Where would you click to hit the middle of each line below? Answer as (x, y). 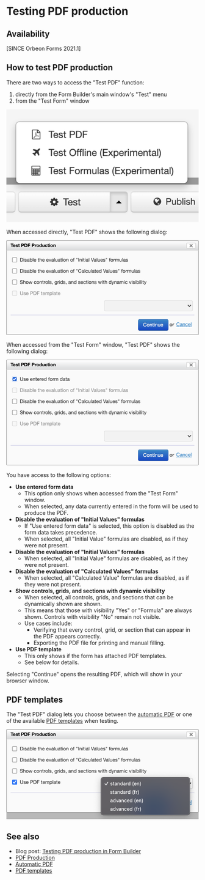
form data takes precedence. (61, 532)
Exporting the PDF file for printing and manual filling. (99, 643)
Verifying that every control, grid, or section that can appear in (112, 630)
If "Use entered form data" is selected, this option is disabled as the (109, 526)
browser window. (28, 681)
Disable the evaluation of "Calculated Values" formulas (87, 571)
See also (23, 836)
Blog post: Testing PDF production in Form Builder (78, 851)
